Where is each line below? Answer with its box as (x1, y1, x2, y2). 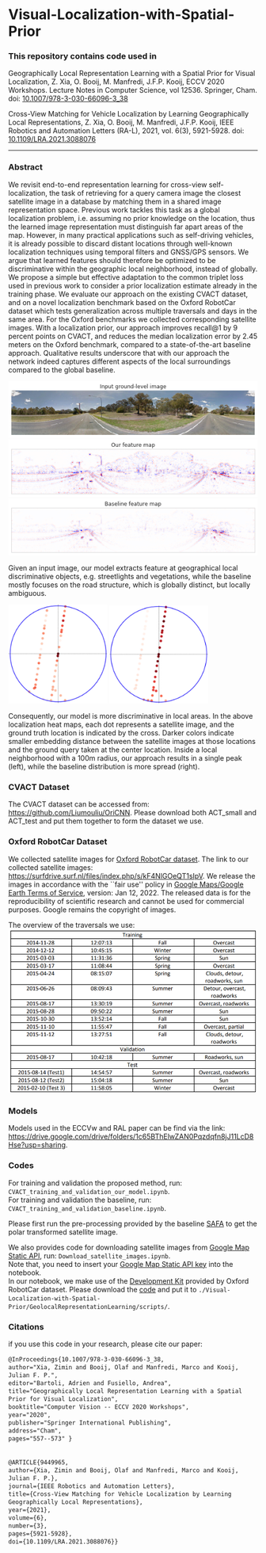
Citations (8, 1321, 44, 1332)
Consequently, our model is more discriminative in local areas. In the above (8, 712, 253, 721)
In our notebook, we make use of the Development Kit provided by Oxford (8, 1276, 249, 1285)
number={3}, (8, 1521, 47, 1530)
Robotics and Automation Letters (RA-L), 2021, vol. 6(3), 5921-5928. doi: (8, 126, 245, 135)
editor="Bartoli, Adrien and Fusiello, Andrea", (8, 1379, 172, 1387)
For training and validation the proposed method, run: (8, 1178, 183, 1188)
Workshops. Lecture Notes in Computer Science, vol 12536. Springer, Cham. (8, 86, 257, 95)
